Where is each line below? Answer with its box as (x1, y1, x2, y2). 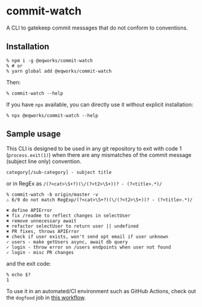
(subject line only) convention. (6, 158, 81, 165)
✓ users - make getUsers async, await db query (6, 239, 128, 245)
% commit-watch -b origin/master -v (6, 191, 98, 197)
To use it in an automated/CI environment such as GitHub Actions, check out (6, 287, 196, 294)
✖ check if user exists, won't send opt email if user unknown (6, 234, 169, 240)
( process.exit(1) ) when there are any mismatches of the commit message (6, 151, 192, 158)
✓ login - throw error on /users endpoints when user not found (6, 244, 171, 250)
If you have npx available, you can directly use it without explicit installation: (6, 101, 194, 108)
